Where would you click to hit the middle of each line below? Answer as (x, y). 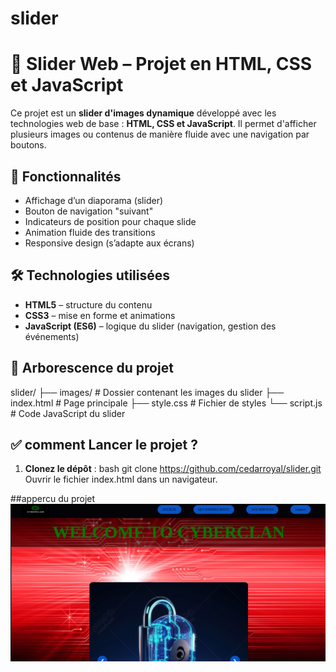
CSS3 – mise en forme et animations (100, 315)
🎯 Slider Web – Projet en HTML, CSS (161, 64)
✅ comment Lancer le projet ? (104, 444)
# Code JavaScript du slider (68, 413)
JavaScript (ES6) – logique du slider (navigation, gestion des (150, 326)
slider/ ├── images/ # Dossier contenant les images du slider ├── (147, 392)
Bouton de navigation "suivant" (89, 211)
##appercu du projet (53, 499)
